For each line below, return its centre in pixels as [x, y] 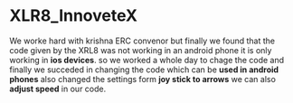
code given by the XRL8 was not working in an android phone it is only [141, 50]
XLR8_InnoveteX [74, 16]
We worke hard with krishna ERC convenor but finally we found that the [142, 41]
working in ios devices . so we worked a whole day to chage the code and [147, 60]
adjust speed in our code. [58, 89]
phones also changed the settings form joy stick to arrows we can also [142, 79]
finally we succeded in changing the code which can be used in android [144, 70]
